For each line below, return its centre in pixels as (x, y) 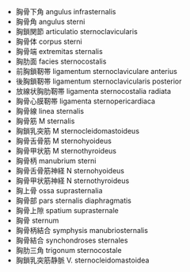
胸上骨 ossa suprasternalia (59, 190)
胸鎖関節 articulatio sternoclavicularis (77, 31)
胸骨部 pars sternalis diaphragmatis (74, 200)
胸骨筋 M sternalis (45, 121)
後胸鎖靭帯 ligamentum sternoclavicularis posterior (99, 81)
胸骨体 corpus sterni (49, 41)
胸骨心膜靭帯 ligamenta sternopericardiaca (85, 101)
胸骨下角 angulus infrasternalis (66, 12)
